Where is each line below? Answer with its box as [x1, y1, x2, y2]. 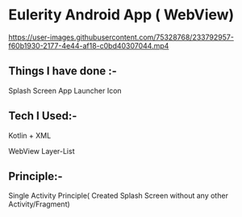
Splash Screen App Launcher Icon [8, 86, 123, 95]
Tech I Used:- [8, 109, 77, 123]
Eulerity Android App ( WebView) [8, 6, 235, 24]
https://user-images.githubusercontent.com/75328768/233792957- [8, 32, 234, 42]
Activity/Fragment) [8, 199, 70, 209]
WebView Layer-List [8, 146, 75, 156]
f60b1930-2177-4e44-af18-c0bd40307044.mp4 [8, 40, 169, 50]
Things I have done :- [8, 65, 117, 78]
